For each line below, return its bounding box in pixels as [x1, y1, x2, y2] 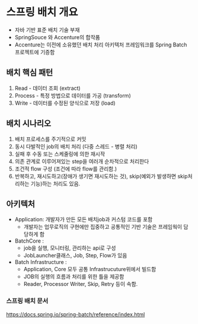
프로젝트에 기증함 [14, 48, 55, 55]
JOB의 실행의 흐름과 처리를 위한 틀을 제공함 [23, 273, 124, 280]
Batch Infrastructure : [14, 259, 67, 266]
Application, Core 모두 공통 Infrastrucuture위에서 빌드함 [23, 266, 157, 273]
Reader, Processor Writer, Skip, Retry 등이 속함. [23, 281, 138, 288]
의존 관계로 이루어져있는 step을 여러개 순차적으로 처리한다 [14, 158, 149, 165]
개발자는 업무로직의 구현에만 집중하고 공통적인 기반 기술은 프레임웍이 [23, 224, 183, 231]
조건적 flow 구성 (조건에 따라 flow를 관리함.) [14, 165, 117, 172]
